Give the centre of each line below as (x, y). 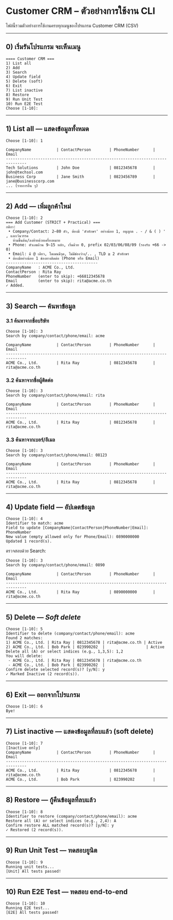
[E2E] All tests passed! (32, 913)
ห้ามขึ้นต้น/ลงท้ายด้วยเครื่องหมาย (36, 241)
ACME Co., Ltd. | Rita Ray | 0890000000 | (81, 592)
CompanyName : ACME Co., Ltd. (40, 267)
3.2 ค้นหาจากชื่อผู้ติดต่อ (30, 380)
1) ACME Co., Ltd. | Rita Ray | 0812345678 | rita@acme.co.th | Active (84, 643)
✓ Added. (15, 285)
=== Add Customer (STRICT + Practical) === (53, 223)
